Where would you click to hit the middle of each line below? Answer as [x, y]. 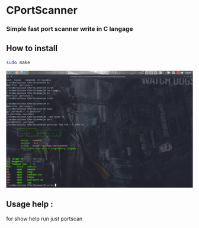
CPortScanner [42, 10]
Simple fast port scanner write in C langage [70, 29]
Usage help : [30, 205]
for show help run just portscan [44, 218]
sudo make [18, 62]
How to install [32, 48]
